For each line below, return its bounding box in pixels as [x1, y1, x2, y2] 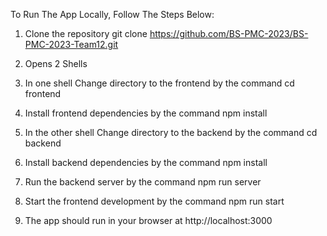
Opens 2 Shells [24, 58, 88, 69]
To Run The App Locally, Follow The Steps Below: [10, 9, 215, 20]
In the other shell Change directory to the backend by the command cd [24, 127, 318, 138]
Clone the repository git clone [24, 28, 148, 39]
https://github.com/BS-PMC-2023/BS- [149, 28, 309, 39]
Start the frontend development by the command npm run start [24, 195, 285, 207]
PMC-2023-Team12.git [24, 39, 119, 50]
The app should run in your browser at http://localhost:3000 [24, 215, 273, 226]
